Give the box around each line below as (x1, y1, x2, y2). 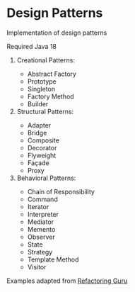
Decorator (27, 143, 57, 152)
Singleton (27, 84, 56, 93)
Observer (27, 232, 55, 241)
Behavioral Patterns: (16, 174, 76, 182)
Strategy (27, 247, 53, 256)
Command (27, 195, 58, 203)
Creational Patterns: (16, 55, 76, 64)
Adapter (27, 120, 52, 129)
